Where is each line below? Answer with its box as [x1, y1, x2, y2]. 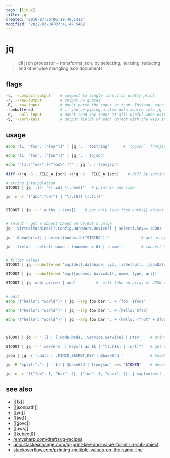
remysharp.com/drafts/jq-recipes [13, 436, 83, 442]
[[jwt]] [13, 415, 27, 421]
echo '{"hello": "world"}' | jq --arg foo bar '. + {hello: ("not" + [6, 317, 155, 322]
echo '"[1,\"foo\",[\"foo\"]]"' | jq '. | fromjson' [6, 162, 119, 167]
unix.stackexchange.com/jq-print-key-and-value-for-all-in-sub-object [13, 441, 159, 447]
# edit [6, 294, 20, 299]
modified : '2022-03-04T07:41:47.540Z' [6, 21, 87, 27]
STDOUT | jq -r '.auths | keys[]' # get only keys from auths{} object [6, 208, 164, 213]
